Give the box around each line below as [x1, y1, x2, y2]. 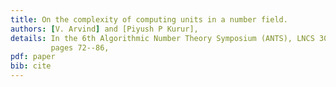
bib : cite [10, 61, 52, 71]
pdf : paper [10, 52, 56, 62]
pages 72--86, [50, 42, 110, 53]
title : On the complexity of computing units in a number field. [10, 14, 288, 25]
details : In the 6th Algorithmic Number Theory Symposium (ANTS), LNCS [10, 33, 315, 43]
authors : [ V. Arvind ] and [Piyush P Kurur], [10, 24, 199, 34]
